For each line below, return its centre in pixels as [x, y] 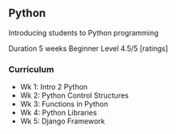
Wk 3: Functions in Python [64, 104]
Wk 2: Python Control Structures [74, 95]
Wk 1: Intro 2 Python [54, 87]
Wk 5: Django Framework [62, 121]
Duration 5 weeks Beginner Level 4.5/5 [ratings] [88, 48]
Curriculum [31, 69]
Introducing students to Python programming [84, 32]
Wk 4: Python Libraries [58, 113]
